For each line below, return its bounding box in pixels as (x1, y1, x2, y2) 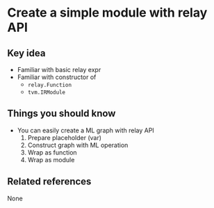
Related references (7, 175, 92, 188)
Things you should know (7, 107, 116, 119)
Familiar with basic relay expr (17, 66, 101, 73)
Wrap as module (27, 155, 75, 164)
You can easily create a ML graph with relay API (17, 126, 154, 135)
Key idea (7, 47, 46, 59)
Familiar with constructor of (17, 73, 97, 81)
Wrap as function (27, 148, 78, 157)
